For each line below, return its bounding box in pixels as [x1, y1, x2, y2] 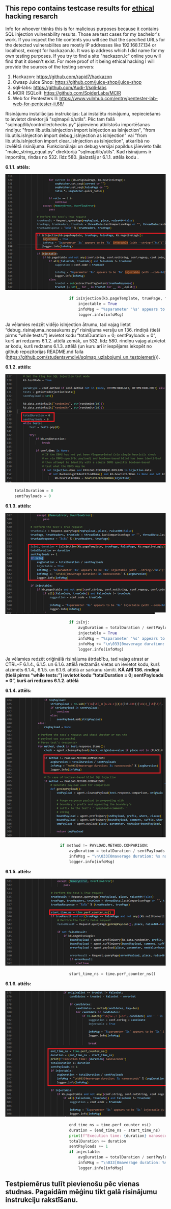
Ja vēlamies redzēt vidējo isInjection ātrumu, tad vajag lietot [5, 321, 131, 328]
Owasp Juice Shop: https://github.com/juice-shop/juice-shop [12, 79, 142, 85]
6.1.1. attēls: [5, 164, 31, 170]
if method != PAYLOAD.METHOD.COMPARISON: [60, 843, 149, 848]
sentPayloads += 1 [69, 1144, 108, 1149]
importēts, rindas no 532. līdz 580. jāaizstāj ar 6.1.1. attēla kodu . [5, 154, 139, 160]
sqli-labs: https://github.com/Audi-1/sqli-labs [12, 84, 107, 90]
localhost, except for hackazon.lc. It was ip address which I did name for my [5, 47, 165, 53]
